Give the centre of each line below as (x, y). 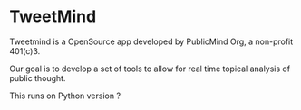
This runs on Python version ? (65, 96)
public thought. (38, 78)
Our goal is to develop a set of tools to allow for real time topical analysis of (150, 69)
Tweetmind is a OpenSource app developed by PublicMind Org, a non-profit (151, 41)
